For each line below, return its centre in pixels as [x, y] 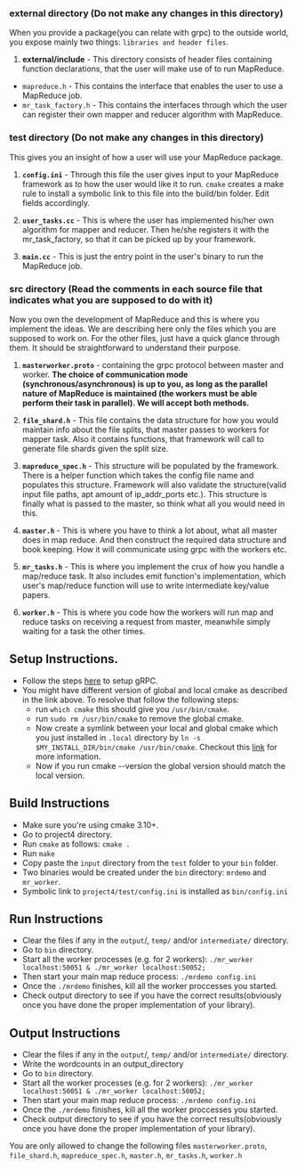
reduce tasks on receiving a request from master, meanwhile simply [146, 621]
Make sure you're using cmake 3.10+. [90, 825]
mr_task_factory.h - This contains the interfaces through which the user [154, 105]
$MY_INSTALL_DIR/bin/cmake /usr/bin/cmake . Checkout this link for [156, 747]
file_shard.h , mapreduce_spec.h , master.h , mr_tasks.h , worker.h [126, 1156]
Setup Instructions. [64, 659]
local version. [60, 775]
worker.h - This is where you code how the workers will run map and [148, 612]
